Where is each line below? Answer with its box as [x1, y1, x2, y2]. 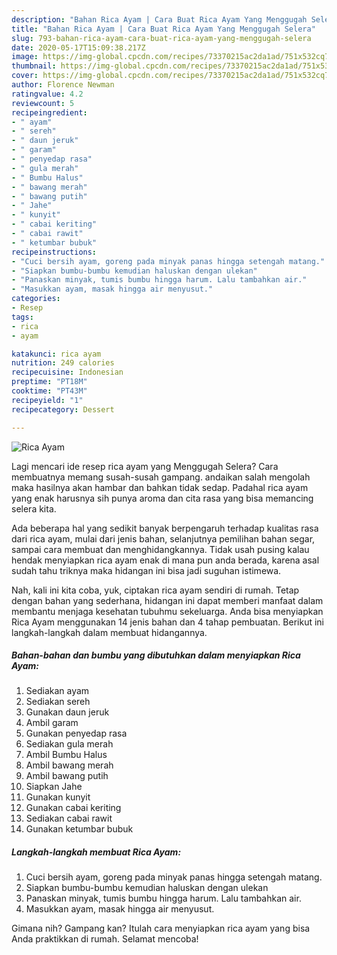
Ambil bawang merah [25, 759, 114, 771]
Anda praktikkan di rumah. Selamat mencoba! [11, 933, 199, 945]
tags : [11, 312, 34, 322]
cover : [11, 71, 39, 81]
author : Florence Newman [11, 80, 115, 90]
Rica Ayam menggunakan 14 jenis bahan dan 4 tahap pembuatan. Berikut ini [11, 616, 324, 628]
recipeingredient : [11, 107, 88, 118]
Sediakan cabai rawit [25, 812, 113, 825]
